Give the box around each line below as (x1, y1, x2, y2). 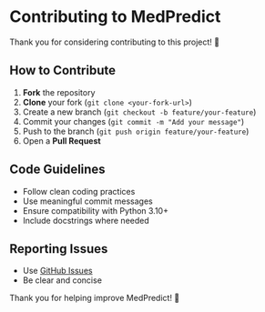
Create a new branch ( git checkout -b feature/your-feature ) (22, 106, 257, 117)
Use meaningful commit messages (22, 196, 153, 206)
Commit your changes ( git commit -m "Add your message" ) (22, 116, 245, 126)
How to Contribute (9, 63, 117, 78)
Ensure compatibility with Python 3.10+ (22, 205, 168, 216)
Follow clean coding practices (22, 186, 136, 196)
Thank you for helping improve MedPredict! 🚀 (9, 293, 180, 304)
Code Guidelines (9, 162, 107, 177)
